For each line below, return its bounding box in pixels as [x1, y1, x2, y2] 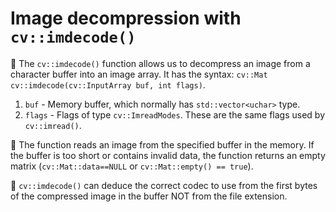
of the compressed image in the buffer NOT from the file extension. [10, 190, 288, 202]
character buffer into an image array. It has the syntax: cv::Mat [10, 68, 268, 80]
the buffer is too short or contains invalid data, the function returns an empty [10, 149, 326, 161]
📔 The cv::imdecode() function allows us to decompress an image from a [10, 57, 311, 69]
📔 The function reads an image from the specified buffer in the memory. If [10, 138, 315, 151]
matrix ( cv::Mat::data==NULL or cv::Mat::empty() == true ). [10, 160, 254, 172]
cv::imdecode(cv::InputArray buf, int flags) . [10, 78, 206, 91]
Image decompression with [10, 7, 242, 30]
